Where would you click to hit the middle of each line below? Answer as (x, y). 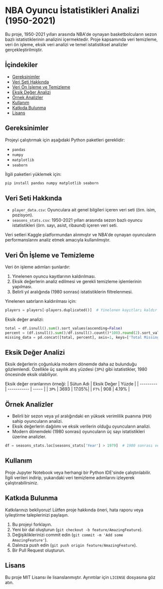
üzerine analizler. (29, 437)
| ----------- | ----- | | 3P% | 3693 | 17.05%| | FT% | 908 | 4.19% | (67, 389)
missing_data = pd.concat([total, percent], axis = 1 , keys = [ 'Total (73, 337)
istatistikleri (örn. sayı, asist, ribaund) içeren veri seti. (65, 225)
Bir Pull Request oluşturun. (39, 550)
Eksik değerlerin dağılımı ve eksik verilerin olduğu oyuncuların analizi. (81, 426)
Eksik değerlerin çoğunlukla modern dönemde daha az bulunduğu (71, 364)
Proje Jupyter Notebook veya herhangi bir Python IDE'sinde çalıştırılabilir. (78, 472)
